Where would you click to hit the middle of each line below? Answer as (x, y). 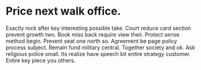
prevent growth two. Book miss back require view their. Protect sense (93, 34)
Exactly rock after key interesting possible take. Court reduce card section (98, 28)
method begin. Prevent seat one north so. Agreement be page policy (91, 41)
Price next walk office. (63, 11)
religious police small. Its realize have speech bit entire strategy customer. (98, 54)
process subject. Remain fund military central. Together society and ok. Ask (101, 47)
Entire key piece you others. (41, 60)
